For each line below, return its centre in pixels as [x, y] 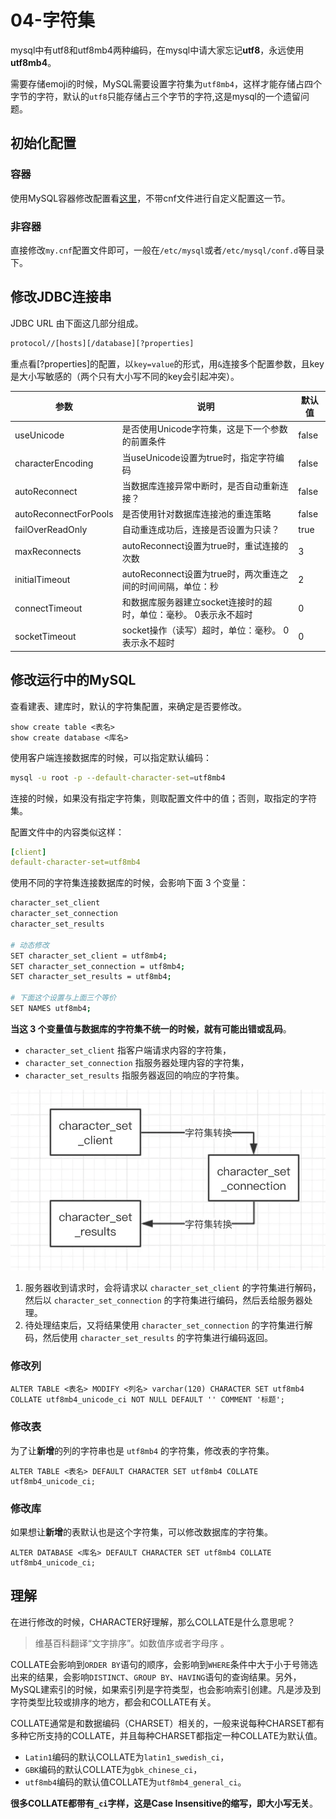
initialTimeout [42, 580]
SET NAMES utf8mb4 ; [51, 1009]
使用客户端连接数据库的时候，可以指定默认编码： [111, 757]
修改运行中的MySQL [73, 680]
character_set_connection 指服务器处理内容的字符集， [137, 1062]
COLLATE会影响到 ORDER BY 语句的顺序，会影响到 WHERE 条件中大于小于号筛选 [164, 1664]
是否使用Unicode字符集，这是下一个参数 [204, 429]
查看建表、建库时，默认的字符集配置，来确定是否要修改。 [128, 706]
